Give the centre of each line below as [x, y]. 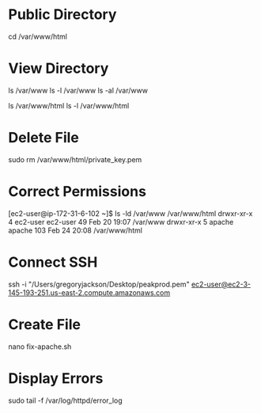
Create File [45, 324]
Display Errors [56, 378]
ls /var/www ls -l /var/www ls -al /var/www [78, 90]
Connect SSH [53, 262]
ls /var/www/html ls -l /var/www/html [69, 105]
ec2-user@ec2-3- [221, 284]
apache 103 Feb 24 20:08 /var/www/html [75, 230]
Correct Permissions [77, 191]
